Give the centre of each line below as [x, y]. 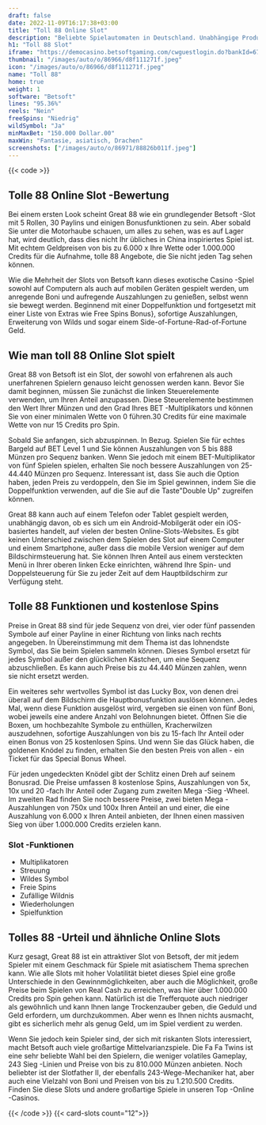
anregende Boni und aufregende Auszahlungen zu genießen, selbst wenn [128, 297]
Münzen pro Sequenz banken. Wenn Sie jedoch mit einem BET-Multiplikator [132, 457]
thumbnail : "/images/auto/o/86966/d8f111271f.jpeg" [95, 60]
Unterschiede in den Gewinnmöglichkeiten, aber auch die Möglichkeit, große [133, 981]
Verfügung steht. [36, 581]
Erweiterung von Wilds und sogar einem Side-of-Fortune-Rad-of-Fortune [127, 322]
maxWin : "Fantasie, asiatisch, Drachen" [76, 140]
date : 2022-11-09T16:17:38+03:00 [63, 23]
